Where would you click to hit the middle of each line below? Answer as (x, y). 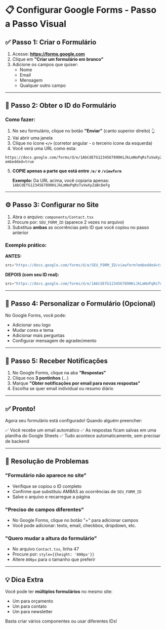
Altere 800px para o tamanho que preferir (54, 559)
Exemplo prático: (26, 245)
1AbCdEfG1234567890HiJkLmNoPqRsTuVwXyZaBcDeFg (61, 185)
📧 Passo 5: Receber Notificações (56, 361)
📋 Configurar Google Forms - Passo (81, 10)
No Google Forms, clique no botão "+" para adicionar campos (75, 520)
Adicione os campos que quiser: (45, 64)
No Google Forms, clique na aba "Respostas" (59, 373)
